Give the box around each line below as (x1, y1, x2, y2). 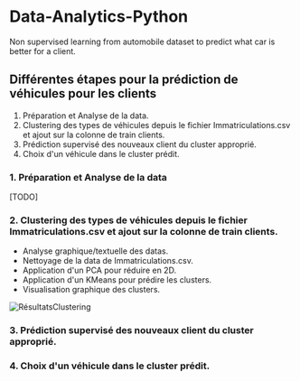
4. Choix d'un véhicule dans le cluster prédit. (9, 359, 211, 372)
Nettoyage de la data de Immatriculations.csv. (22, 256, 194, 266)
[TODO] (9, 191, 39, 202)
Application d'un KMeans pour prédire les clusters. (22, 274, 212, 285)
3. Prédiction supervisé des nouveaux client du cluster (9, 324, 255, 337)
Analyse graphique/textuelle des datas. (22, 246, 169, 256)
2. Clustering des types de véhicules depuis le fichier (9, 214, 248, 227)
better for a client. (9, 45, 77, 56)
